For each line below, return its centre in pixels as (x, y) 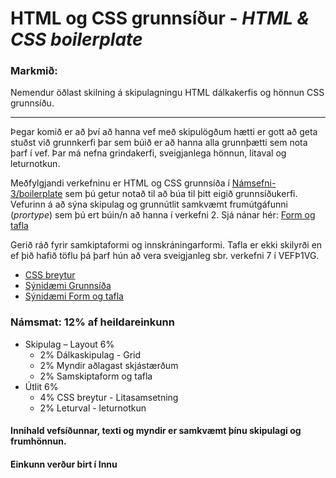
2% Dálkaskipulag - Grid (90, 354)
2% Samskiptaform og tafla (96, 376)
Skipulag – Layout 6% (69, 344)
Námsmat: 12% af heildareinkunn (92, 322)
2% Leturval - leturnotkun (93, 408)
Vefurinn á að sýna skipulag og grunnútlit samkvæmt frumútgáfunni (149, 204)
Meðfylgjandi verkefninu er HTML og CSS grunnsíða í (120, 183)
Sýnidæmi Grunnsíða (68, 286)
